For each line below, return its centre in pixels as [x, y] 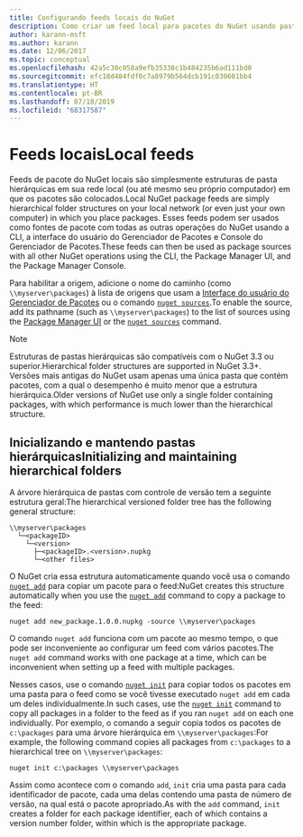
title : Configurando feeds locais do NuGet [92, 18]
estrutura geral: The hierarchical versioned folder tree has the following [141, 502]
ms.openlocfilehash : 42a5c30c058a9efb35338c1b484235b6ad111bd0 [131, 69]
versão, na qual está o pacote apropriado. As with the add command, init [145, 804]
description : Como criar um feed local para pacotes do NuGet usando [143, 26]
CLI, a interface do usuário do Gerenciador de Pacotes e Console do [136, 237]
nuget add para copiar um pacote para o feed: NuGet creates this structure [147, 586]
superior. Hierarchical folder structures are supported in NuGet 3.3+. [135, 366]
